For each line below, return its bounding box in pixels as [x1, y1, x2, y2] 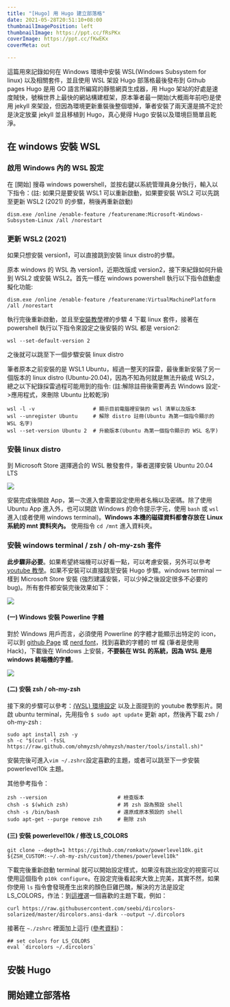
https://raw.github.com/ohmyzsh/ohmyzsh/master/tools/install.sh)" [7, 743, 204, 750]
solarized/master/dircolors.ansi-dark [7, 911, 118, 919]
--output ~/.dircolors [120, 911, 186, 919]
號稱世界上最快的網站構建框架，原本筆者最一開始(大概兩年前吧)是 [30, 93, 216, 101]
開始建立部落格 [7, 989, 71, 1001]
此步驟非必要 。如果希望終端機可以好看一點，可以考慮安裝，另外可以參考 [7, 557, 211, 566]
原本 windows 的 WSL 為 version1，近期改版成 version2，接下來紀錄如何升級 [7, 265, 223, 274]
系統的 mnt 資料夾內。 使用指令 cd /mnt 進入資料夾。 [7, 522, 156, 530]
